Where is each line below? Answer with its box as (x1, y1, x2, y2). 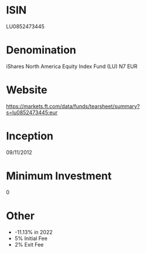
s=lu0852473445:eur (6, 109, 57, 116)
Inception (6, 129, 54, 142)
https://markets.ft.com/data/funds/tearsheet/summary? (6, 102, 140, 110)
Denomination (6, 43, 76, 57)
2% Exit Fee (14, 241, 44, 248)
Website (6, 83, 47, 97)
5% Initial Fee (14, 235, 48, 242)
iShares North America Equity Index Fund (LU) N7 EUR (6, 63, 138, 70)
